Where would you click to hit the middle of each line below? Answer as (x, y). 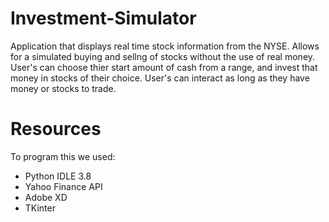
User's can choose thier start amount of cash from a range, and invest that (164, 67)
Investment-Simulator (103, 18)
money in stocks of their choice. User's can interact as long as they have (160, 78)
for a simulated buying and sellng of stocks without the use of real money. (163, 56)
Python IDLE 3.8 (58, 176)
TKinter (40, 208)
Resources (56, 129)
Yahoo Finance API (63, 186)
